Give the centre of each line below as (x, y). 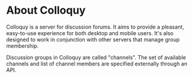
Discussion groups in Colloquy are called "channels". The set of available (96, 57)
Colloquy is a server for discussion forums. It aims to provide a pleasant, (95, 27)
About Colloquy (46, 10)
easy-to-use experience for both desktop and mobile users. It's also (90, 33)
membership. (22, 46)
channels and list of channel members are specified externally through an (97, 64)
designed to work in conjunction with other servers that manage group (93, 39)
